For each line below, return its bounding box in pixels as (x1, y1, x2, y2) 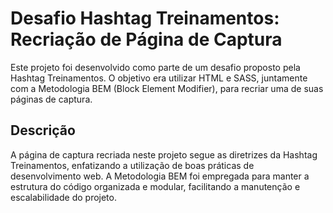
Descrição (10, 122, 76, 139)
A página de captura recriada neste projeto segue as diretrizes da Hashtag (10, 148, 318, 161)
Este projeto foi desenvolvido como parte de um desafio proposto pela (10, 61, 301, 73)
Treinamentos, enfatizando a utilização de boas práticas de (10, 159, 255, 171)
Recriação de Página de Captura (10, 28, 283, 51)
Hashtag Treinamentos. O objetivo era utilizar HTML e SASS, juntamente (10, 72, 308, 84)
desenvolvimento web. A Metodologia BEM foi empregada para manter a (10, 170, 310, 182)
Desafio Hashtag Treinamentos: (10, 7, 280, 30)
